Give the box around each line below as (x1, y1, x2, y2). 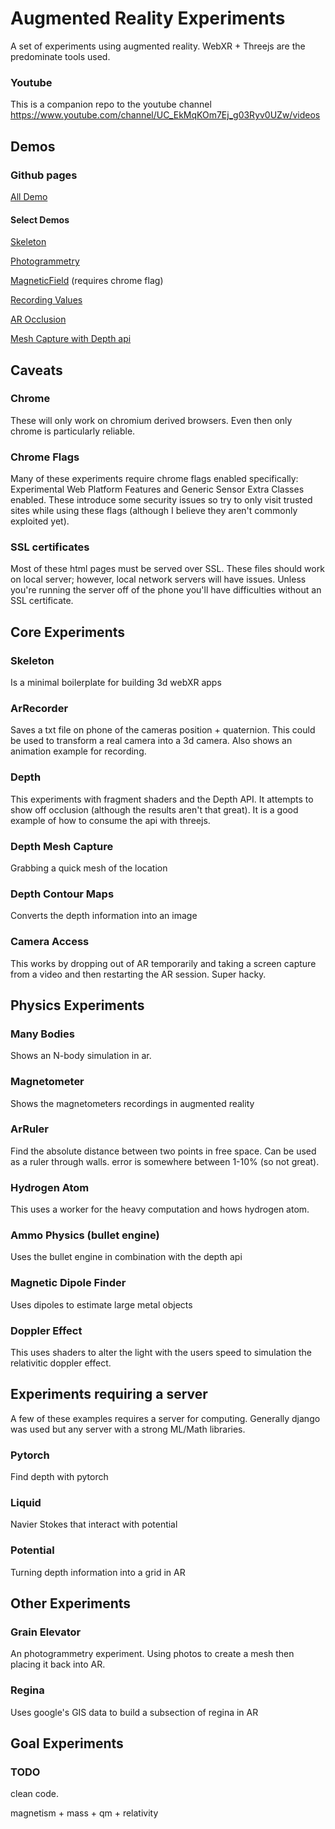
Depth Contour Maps (10, 887, 115, 901)
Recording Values (10, 294, 83, 306)
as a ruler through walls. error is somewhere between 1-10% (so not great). (10, 1155, 320, 1167)
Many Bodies (10, 1027, 75, 1041)
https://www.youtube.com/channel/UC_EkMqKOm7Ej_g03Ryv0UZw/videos (10, 109, 321, 121)
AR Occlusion (10, 313, 67, 326)
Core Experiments (10, 623, 126, 641)
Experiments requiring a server (10, 1386, 208, 1403)
